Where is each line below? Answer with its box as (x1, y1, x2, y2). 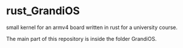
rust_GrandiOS (6, 4, 80, 18)
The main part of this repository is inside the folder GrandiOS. (6, 35, 157, 42)
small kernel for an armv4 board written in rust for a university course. (6, 24, 178, 31)
